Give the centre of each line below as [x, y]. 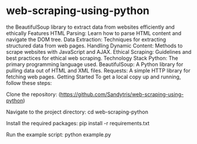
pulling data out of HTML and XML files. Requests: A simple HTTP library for [98, 70]
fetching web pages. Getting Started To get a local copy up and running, [94, 77]
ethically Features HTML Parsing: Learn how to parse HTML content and [94, 33]
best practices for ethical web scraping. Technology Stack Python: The [92, 58]
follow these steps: [29, 83]
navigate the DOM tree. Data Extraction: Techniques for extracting [86, 39]
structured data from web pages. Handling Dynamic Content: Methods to [94, 46]
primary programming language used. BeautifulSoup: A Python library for [95, 64]
